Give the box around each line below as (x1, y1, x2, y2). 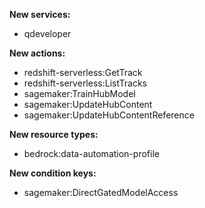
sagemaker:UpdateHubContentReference (23, 109, 195, 121)
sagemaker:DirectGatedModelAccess (23, 187, 179, 198)
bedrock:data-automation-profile (23, 148, 160, 159)
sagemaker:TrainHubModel (23, 88, 136, 99)
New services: (9, 9, 71, 20)
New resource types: (9, 129, 99, 140)
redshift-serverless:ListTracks (23, 77, 147, 89)
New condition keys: (9, 167, 97, 179)
